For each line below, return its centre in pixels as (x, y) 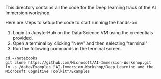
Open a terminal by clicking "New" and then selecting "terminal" (80, 43)
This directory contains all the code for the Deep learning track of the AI (81, 7)
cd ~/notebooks (21, 58)
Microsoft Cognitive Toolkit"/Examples (48, 71)
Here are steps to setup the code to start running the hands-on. (72, 23)
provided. (23, 38)
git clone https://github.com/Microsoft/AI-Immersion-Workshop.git (78, 63)
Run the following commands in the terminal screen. (67, 49)
